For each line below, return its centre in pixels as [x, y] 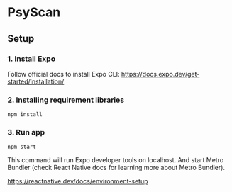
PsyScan [34, 12]
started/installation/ [36, 81]
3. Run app [26, 132]
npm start [22, 147]
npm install [25, 115]
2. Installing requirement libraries [66, 100]
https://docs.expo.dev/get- [160, 74]
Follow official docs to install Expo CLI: [63, 74]
